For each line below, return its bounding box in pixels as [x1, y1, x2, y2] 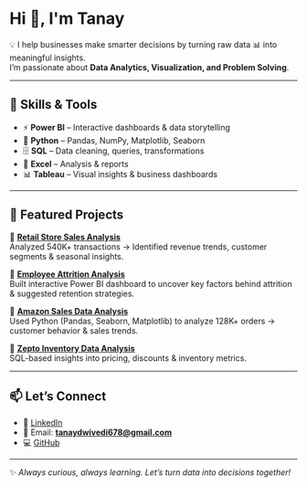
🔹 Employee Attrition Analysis [9, 269, 125, 280]
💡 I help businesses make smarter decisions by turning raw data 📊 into [9, 38, 278, 49]
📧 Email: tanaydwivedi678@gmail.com [22, 427, 172, 438]
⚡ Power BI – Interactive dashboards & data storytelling [22, 122, 231, 132]
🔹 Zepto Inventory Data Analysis [9, 343, 135, 354]
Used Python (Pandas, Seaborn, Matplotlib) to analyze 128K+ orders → [9, 315, 276, 326]
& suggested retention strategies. [9, 288, 135, 299]
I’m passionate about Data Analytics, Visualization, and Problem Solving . [9, 61, 290, 72]
